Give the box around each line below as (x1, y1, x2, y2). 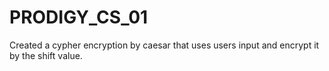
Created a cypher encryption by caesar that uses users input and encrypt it (9, 39, 320, 51)
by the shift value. (9, 49, 83, 61)
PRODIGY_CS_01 (9, 6, 149, 29)
